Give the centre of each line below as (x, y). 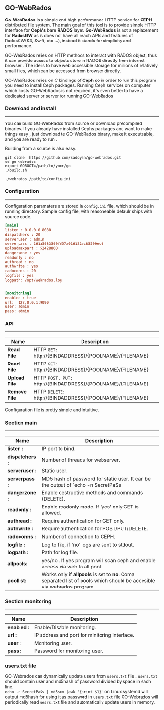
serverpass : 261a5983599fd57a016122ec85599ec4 (54, 243)
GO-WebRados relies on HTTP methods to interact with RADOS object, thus (81, 55)
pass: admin (17, 311)
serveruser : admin (25, 239)
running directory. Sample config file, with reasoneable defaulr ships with (79, 211)
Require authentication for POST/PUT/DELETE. (95, 528)
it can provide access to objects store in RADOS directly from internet (75, 60)
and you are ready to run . (31, 139)
